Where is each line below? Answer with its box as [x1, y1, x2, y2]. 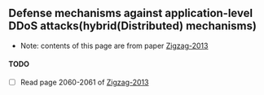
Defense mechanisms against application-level [8, 6, 253, 20]
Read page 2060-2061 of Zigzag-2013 [20, 77, 149, 88]
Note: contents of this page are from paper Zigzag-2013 [20, 41, 209, 50]
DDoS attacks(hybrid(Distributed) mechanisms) [8, 19, 257, 33]
